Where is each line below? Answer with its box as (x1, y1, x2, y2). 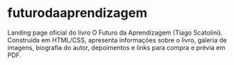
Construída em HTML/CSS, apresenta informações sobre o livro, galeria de (7, 35, 228, 44)
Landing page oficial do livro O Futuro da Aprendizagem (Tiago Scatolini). (7, 28, 223, 37)
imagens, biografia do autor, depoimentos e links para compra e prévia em (7, 43, 225, 52)
